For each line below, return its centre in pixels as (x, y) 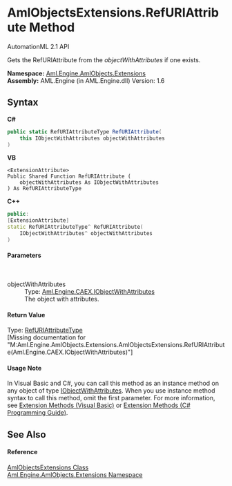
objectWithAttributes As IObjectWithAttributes (89, 183)
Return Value (26, 315)
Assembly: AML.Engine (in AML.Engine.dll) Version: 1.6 (86, 80)
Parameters (24, 255)
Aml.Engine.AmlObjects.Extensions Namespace (75, 474)
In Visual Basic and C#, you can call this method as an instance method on (113, 383)
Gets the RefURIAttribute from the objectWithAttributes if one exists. (104, 59)
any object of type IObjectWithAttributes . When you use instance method (111, 391)
